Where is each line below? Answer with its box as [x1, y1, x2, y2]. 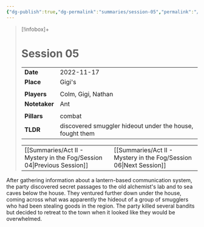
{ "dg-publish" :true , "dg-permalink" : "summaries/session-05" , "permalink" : [6, 8, 194, 15]
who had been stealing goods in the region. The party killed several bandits [6, 202, 195, 209]
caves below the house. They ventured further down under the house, [6, 189, 182, 197]
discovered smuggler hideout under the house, [59, 122, 194, 130]
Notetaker [24, 99, 55, 108]
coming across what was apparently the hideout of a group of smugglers [6, 196, 189, 203]
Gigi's [59, 77, 76, 86]
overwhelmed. [6, 215, 42, 222]
